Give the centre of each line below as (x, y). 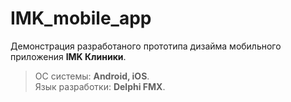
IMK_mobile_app (81, 18)
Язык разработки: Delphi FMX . (100, 86)
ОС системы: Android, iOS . (92, 76)
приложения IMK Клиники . (68, 56)
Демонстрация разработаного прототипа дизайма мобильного (146, 46)
